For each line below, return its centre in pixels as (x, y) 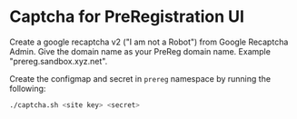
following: (28, 88)
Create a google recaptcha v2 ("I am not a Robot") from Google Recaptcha (149, 42)
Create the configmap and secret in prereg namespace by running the (140, 78)
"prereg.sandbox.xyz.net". (59, 61)
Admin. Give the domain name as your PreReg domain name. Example (140, 51)
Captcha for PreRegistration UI (127, 17)
